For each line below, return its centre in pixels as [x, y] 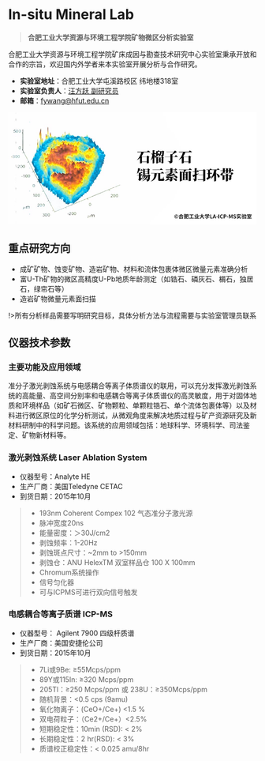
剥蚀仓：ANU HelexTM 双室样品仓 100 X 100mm [117, 562]
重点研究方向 [39, 249]
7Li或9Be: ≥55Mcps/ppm [80, 669]
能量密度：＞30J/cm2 [75, 533]
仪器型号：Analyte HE [55, 477]
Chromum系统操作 [69, 572]
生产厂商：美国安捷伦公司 [61, 642]
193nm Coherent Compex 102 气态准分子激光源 [116, 513]
